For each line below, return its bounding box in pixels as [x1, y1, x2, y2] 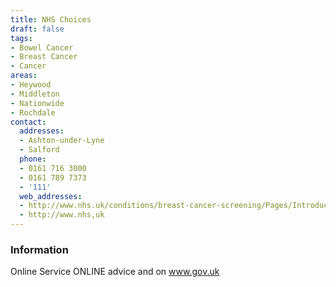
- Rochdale [10, 107, 56, 118]
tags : [10, 33, 33, 43]
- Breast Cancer [10, 52, 78, 62]
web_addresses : [19, 191, 83, 201]
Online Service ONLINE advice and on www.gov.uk [10, 266, 220, 278]
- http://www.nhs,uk [19, 210, 105, 220]
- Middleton [10, 89, 60, 99]
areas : [10, 71, 38, 81]
